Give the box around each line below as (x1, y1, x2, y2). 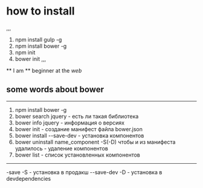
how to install (6, 4, 75, 18)
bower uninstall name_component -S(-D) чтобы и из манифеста (14, 138, 176, 146)
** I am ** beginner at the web (6, 66, 82, 74)
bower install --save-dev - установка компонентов (14, 132, 144, 139)
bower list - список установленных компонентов (14, 151, 140, 158)
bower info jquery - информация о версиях (14, 119, 125, 126)
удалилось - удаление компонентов (14, 144, 109, 152)
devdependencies (6, 175, 51, 182)
